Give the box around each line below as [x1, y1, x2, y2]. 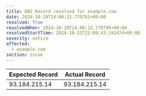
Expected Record [9, 70, 58, 79]
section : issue [6, 52, 43, 58]
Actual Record [64, 70, 106, 79]
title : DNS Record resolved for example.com [6, 8, 117, 15]
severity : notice [6, 35, 49, 41]
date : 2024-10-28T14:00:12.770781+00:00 [6, 14, 107, 20]
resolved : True [6, 19, 43, 25]
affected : [6, 41, 30, 47]
